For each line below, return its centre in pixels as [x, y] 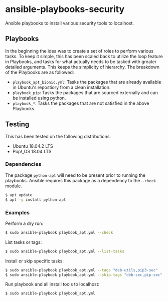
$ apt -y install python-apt [36, 200]
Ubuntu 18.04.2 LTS [33, 146]
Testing [17, 124]
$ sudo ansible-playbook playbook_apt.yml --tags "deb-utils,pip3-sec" [81, 270]
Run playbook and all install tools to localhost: [52, 284]
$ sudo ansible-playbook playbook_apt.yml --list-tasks [65, 251]
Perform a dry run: [24, 223]
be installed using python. [39, 98]
